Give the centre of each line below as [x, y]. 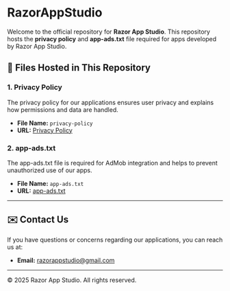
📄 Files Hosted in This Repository [79, 68]
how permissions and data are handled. [63, 109]
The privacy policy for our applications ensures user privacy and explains [111, 102]
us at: [15, 247]
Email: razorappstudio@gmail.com [66, 260]
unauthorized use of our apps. [50, 170]
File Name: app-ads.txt [50, 183]
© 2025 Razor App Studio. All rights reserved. [72, 280]
